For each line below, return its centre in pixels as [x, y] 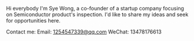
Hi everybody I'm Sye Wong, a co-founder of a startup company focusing [95, 8]
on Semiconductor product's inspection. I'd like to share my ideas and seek [97, 14]
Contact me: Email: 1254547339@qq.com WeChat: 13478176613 [84, 32]
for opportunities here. [33, 20]
